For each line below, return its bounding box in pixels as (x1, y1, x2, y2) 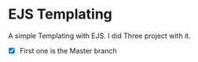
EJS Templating (8, 5, 112, 23)
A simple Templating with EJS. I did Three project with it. (8, 31, 191, 40)
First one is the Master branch (19, 46, 118, 55)
